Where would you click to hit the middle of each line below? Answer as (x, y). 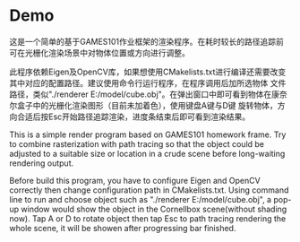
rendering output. (42, 163)
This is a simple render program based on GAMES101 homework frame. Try (148, 134)
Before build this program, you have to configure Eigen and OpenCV (135, 180)
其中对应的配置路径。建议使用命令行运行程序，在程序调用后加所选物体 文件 (148, 82)
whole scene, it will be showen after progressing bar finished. (123, 228)
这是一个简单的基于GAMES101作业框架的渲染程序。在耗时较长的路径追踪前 (147, 41)
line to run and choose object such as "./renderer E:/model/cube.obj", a (140, 199)
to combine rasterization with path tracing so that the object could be (137, 143)
